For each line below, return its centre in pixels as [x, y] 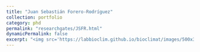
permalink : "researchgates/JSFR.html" [54, 28]
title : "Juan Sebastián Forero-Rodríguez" [60, 12]
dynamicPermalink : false [37, 34]
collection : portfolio [34, 17]
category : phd [24, 23]
